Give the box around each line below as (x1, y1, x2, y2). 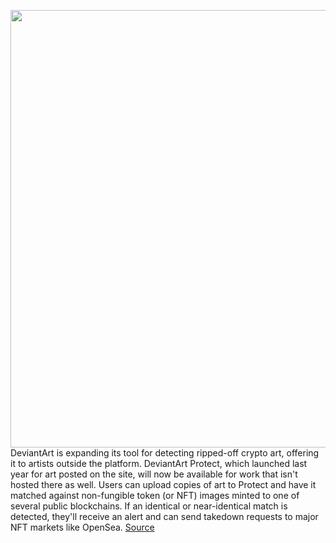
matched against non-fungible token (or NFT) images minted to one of (10, 490, 300, 501)
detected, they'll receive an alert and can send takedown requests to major (10, 511, 319, 522)
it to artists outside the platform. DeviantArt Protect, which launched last (10, 458, 308, 469)
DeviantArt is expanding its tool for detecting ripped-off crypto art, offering (10, 447, 320, 459)
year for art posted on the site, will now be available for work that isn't (10, 468, 298, 480)
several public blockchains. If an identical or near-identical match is (10, 500, 288, 512)
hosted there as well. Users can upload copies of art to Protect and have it (10, 479, 317, 490)
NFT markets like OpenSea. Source (10, 521, 155, 533)
